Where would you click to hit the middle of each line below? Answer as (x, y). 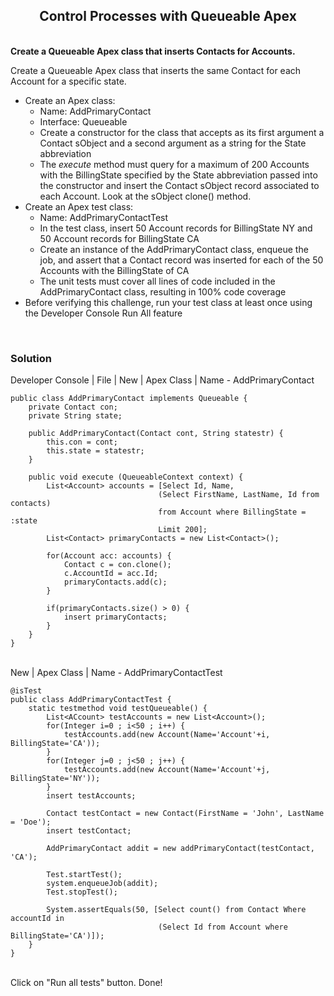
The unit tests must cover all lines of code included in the (157, 281)
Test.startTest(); (84, 875)
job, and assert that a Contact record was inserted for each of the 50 (181, 260)
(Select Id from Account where (223, 927)
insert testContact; (89, 831)
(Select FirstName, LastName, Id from (239, 495)
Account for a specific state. (68, 81)
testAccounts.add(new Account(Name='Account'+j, (167, 770)
